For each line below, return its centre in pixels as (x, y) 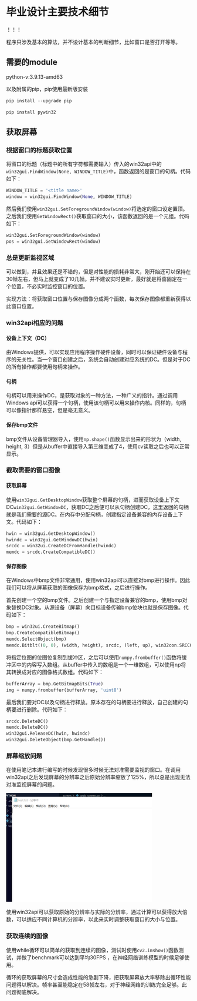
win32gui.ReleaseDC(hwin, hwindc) (48, 734)
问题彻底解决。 (24, 992)
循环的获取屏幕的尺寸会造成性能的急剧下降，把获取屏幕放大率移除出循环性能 (98, 977)
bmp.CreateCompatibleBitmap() (43, 633)
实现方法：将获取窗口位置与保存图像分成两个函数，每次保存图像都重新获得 (96, 299)
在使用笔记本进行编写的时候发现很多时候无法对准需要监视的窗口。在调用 (93, 770)
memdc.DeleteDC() (27, 727)
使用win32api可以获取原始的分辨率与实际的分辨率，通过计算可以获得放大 (94, 912)
